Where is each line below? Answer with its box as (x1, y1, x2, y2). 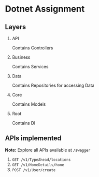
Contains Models (12, 101, 46, 107)
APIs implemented (5, 134, 62, 143)
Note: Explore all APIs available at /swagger (5, 147, 91, 153)
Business (12, 54, 30, 60)
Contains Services (12, 64, 49, 69)
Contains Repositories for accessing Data (12, 82, 95, 88)
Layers (5, 23, 26, 31)
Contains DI (12, 120, 36, 126)
